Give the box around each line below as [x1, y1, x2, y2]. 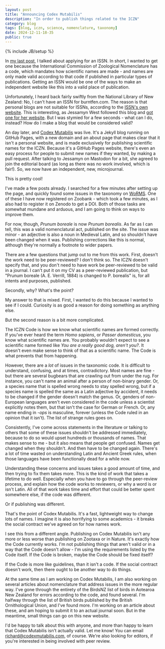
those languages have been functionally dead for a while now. [5, 456, 131, 461]
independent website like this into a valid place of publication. [5, 84, 130, 90]
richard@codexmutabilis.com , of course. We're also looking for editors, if [5, 633, 153, 639]
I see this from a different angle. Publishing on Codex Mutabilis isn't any [5, 531, 151, 536]
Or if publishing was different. [5, 501, 65, 507]
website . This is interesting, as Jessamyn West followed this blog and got [5, 109, 153, 115]
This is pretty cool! [5, 176, 43, 182]
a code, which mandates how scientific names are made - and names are [5, 68, 154, 74]
